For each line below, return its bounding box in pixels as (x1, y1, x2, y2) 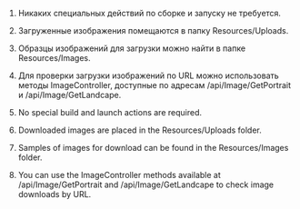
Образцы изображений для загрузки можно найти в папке (17, 43, 246, 54)
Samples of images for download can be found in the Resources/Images (17, 143, 289, 153)
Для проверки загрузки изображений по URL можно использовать (17, 70, 279, 81)
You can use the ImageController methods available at (17, 170, 221, 180)
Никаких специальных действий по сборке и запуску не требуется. (17, 8, 282, 18)
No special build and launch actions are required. (17, 107, 203, 117)
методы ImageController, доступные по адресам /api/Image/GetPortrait (17, 80, 292, 90)
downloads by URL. (17, 189, 92, 199)
